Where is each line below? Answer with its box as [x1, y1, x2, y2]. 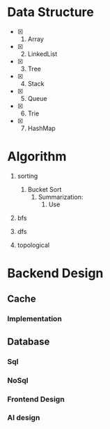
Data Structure [7, 4, 94, 20]
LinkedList [27, 50, 58, 58]
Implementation [7, 314, 63, 324]
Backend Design [7, 265, 104, 281]
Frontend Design [7, 394, 65, 404]
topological [17, 241, 50, 249]
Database [7, 335, 50, 347]
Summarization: [38, 192, 84, 201]
